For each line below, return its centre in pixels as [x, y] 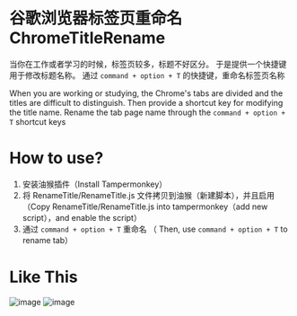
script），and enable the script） [82, 217]
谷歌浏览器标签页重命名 [96, 18]
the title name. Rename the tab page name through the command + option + [147, 112]
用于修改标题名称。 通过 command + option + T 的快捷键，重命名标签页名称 [147, 75]
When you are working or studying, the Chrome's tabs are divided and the [146, 93]
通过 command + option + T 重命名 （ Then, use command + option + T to [155, 229]
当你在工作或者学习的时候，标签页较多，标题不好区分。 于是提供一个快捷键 [148, 64]
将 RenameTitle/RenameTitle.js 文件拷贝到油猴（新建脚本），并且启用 [148, 195]
